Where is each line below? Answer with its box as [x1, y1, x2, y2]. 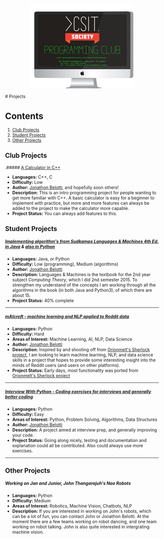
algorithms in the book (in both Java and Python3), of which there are [12, 287, 152, 293]
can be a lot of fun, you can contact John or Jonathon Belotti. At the [12, 513, 149, 519]
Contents [5, 111, 44, 122]
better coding [5, 394, 33, 400]
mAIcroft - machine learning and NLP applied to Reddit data [5, 313, 129, 319]
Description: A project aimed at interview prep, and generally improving [12, 427, 157, 433]
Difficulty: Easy [12, 411, 44, 417]
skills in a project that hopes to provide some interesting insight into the [12, 357, 156, 363]
